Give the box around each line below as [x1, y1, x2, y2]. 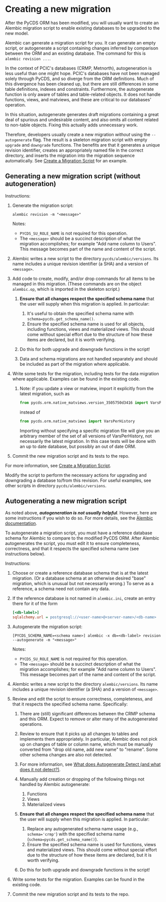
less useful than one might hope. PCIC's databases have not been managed [5, 70, 160, 76]
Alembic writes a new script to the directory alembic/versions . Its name [12, 681, 158, 687]
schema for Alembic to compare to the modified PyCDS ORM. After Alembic [5, 535, 160, 541]
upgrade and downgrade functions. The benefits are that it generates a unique [5, 142, 160, 148]
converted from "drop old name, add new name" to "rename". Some [19, 746, 158, 752]
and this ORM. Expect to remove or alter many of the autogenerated [19, 716, 158, 722]
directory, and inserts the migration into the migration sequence [5, 152, 135, 158]
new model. [5, 30, 29, 36]
